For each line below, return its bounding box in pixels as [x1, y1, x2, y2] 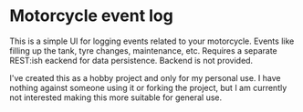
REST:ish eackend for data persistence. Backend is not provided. [9, 55, 254, 66]
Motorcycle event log [9, 5, 173, 26]
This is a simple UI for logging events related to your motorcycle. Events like [9, 36, 295, 46]
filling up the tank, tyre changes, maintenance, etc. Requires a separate [9, 45, 277, 56]
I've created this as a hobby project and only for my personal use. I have [9, 72, 281, 83]
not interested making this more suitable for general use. [9, 92, 223, 103]
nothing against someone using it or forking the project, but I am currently [9, 82, 287, 93]
